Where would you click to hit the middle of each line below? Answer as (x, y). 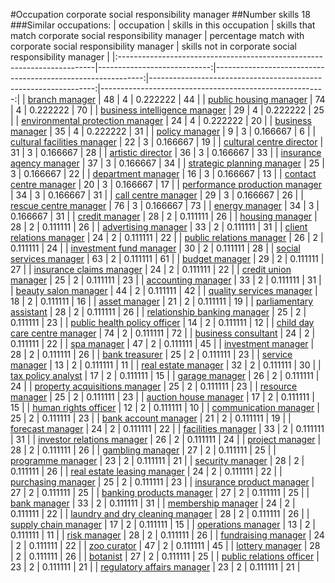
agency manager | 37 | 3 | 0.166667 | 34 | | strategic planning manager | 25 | (167, 163)
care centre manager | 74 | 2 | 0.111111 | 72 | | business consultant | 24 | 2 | (163, 333)
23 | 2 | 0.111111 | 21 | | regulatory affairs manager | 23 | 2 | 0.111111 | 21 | (155, 567)
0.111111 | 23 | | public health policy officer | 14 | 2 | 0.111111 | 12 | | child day (162, 322)
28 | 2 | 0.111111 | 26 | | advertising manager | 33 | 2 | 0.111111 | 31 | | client (159, 227)
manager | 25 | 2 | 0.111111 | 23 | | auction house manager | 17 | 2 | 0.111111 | (162, 397)
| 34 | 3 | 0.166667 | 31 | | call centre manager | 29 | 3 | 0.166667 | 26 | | (157, 195)
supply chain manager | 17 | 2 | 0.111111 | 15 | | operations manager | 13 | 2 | (163, 524)
